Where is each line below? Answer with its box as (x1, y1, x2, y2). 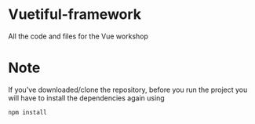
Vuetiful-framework (8, 5, 142, 24)
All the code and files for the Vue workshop (8, 31, 149, 41)
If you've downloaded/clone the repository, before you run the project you (8, 85, 248, 94)
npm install (8, 108, 47, 116)
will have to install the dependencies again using (8, 93, 165, 103)
